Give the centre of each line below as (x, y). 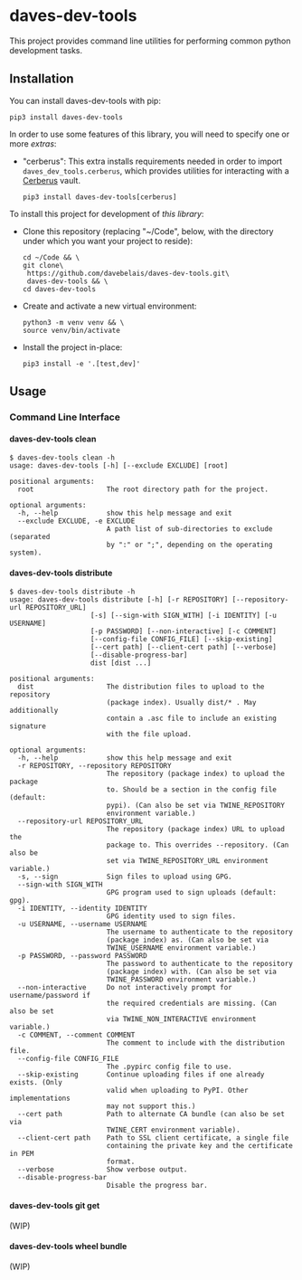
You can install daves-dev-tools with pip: (85, 100)
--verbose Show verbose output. (103, 1170)
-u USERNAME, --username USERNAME (82, 924)
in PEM (22, 1154)
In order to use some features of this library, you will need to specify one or (150, 134)
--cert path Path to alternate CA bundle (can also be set (151, 1114)
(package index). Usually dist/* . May (181, 703)
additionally (34, 711)
